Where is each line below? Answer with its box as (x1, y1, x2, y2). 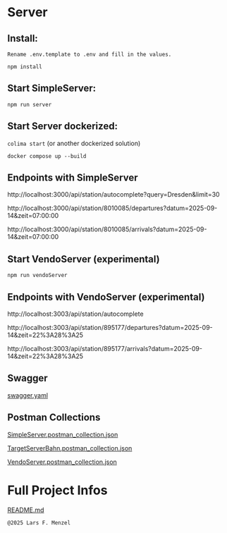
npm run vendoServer (7, 272, 68, 279)
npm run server (7, 101, 52, 108)
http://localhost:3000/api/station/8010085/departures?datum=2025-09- (7, 204, 218, 212)
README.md (7, 506, 44, 514)
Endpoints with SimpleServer (7, 172, 139, 184)
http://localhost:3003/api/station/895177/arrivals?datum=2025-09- (7, 345, 203, 353)
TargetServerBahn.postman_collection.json (7, 443, 133, 452)
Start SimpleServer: (7, 82, 97, 94)
